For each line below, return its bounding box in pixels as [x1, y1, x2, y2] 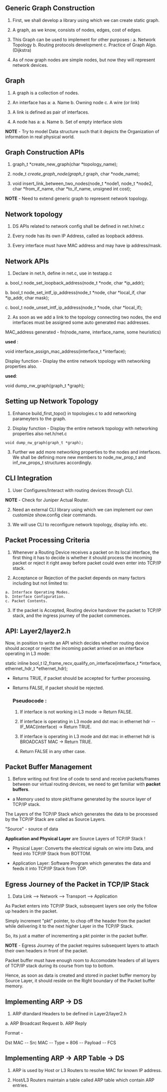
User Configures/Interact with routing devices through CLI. [12, 487, 133, 493]
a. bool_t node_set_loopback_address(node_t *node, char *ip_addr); [5, 280, 145, 286]
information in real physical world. [5, 134, 75, 140]
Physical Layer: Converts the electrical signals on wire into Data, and [12, 845, 154, 851]
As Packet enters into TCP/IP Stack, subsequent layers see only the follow [5, 903, 158, 909]
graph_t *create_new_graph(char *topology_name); [12, 161, 118, 167]
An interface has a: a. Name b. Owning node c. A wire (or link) [12, 99, 140, 105]
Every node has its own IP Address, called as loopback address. [12, 233, 145, 239]
